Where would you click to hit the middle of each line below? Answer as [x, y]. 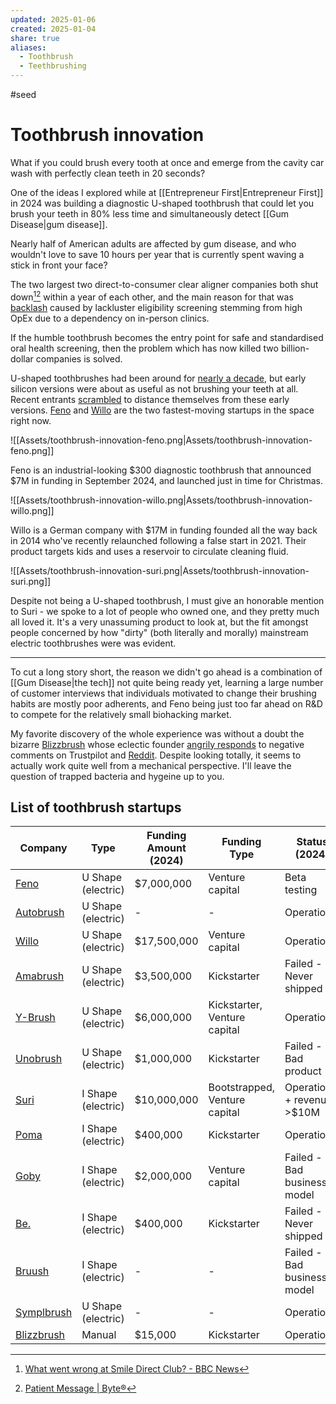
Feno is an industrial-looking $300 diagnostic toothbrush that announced [161, 470]
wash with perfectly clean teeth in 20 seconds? [108, 173]
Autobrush [40, 913]
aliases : [28, 47]
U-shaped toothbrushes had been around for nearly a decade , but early [158, 378]
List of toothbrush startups [96, 807]
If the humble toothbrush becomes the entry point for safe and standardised [167, 337]
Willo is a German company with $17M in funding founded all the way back [164, 530]
